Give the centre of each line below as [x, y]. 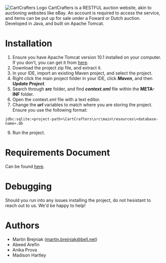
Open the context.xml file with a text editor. [56, 99]
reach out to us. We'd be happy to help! [45, 205]
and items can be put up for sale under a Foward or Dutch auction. [73, 18]
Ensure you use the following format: [50, 110]
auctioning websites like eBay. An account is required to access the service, [83, 13]
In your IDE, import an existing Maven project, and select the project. [82, 73]
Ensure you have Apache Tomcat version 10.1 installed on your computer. [87, 57]
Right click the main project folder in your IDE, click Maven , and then [82, 78]
